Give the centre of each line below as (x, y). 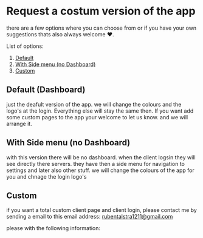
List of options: (25, 46)
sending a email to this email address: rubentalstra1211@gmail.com (90, 217)
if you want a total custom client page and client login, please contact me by (102, 210)
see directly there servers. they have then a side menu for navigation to (96, 164)
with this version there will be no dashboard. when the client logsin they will (101, 157)
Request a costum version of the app (101, 11)
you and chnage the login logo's (46, 176)
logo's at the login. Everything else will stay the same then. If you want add (100, 111)
